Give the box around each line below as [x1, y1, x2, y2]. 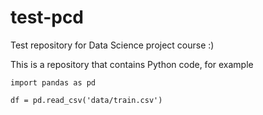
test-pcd [10, 6, 85, 29]
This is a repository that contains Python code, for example [10, 58, 254, 70]
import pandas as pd [10, 77, 97, 88]
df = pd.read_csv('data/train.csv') [10, 95, 163, 105]
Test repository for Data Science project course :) [10, 39, 215, 51]
